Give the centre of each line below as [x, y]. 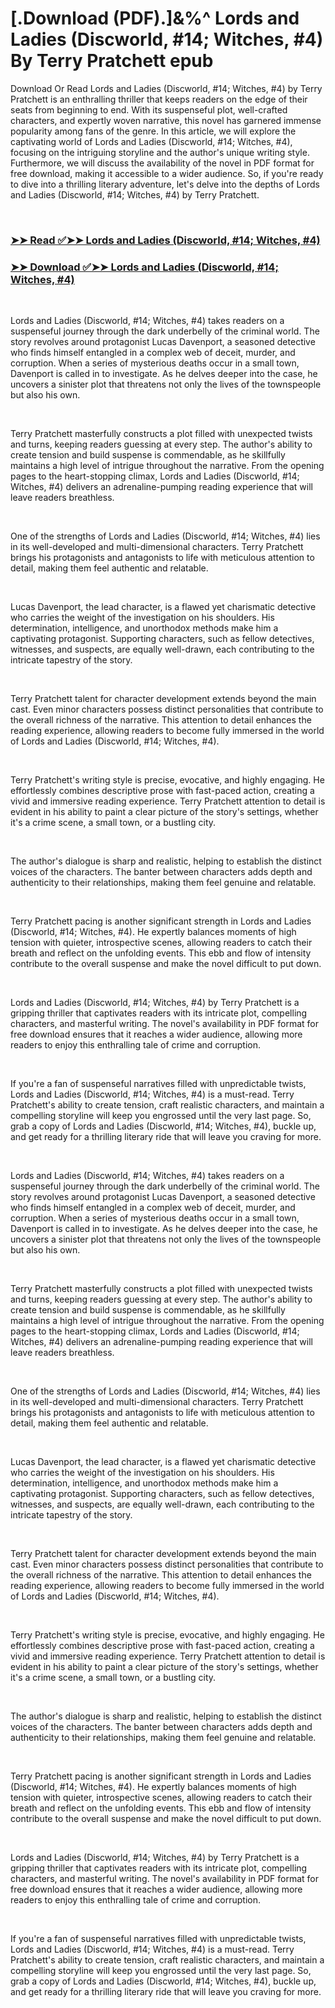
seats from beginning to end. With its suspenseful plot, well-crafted [149, 109]
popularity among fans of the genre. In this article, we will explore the [153, 131]
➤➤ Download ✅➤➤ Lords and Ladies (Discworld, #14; [145, 267]
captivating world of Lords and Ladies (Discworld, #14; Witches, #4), [151, 141]
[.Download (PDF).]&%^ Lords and [155, 18]
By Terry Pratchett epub [112, 61]
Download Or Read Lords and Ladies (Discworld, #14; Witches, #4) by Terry [166, 88]
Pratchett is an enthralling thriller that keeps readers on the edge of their [159, 99]
